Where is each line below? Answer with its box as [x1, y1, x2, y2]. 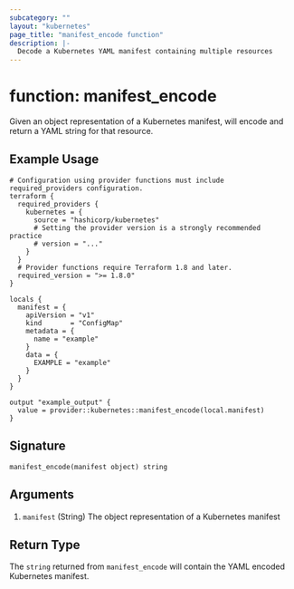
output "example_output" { [9, 398, 111, 407]
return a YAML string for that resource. [9, 126, 154, 137]
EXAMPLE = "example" [33, 358, 111, 367]
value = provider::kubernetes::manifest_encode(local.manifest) [17, 405, 265, 415]
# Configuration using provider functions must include [9, 176, 224, 185]
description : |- [9, 38, 71, 48]
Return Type [9, 536, 81, 553]
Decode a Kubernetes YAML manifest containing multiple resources [17, 47, 273, 56]
